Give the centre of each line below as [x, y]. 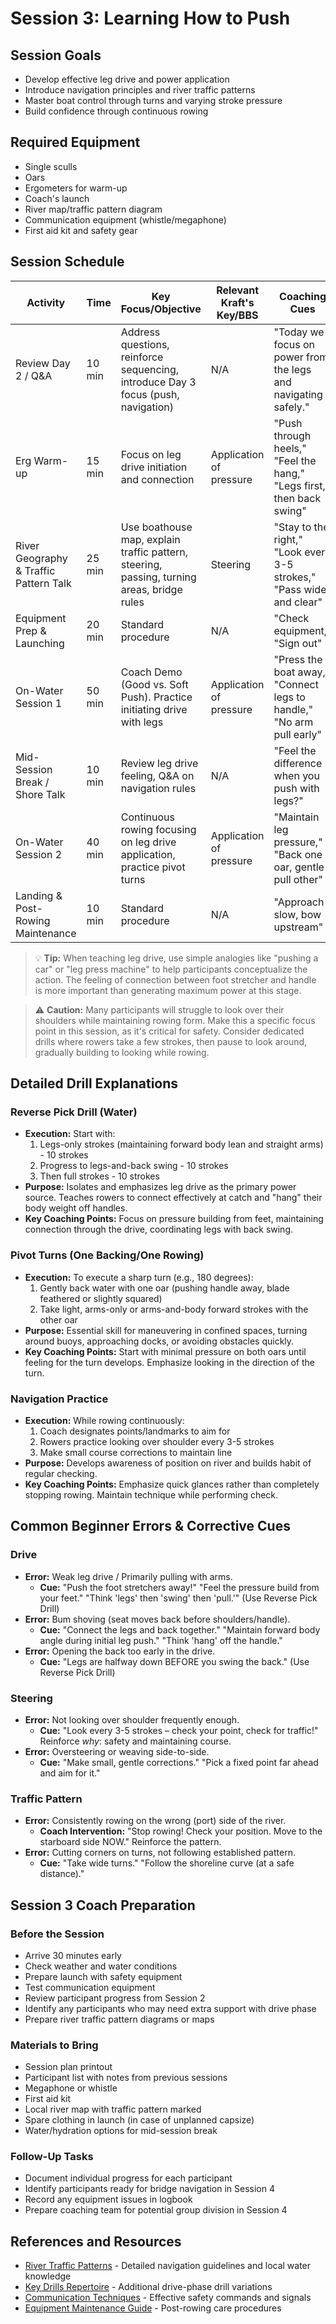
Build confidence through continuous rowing [116, 111]
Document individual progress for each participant [128, 2178]
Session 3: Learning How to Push [150, 18]
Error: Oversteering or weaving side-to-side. [117, 1751]
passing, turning [158, 577]
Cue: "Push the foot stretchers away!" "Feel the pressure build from [179, 1587]
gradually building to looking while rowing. [122, 1052]
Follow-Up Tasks [52, 2157]
